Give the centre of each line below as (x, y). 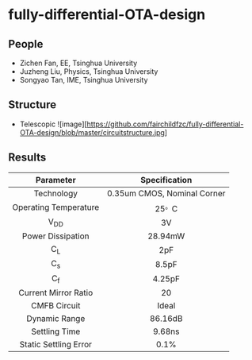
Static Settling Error (56, 344)
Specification (166, 180)
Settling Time (56, 331)
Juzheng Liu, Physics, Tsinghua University (89, 72)
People (26, 44)
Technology (55, 193)
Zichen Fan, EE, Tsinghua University (78, 63)
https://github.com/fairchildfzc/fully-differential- (165, 124)
